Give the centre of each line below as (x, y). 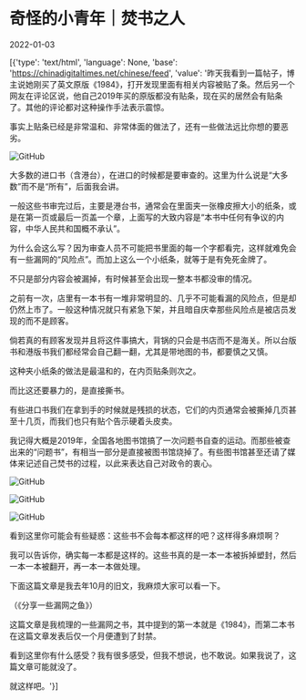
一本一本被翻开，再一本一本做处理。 (77, 566)
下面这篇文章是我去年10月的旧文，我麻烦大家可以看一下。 (117, 585)
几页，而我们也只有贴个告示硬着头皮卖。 (101, 421)
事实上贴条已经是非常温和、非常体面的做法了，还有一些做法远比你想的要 (145, 126)
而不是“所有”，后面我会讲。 (73, 186)
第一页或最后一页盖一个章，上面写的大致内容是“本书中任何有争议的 (151, 217)
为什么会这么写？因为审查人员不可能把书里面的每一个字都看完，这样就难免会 (153, 248)
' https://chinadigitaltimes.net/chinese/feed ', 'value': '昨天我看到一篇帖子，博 (152, 73)
